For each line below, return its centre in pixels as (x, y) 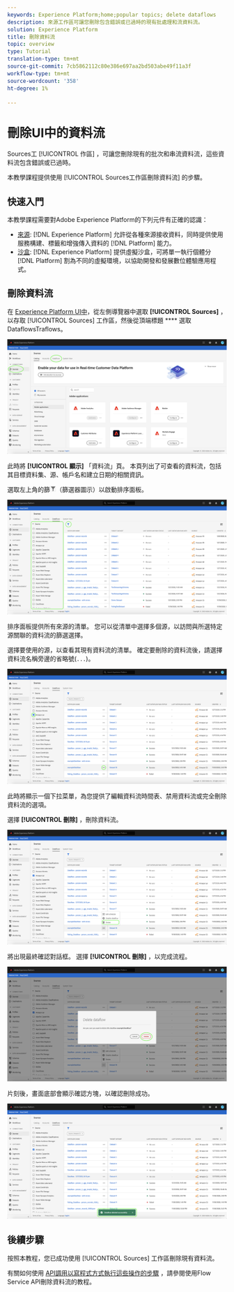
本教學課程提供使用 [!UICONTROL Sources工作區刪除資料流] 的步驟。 (107, 177)
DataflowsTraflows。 (37, 329)
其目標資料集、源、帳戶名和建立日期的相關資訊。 (77, 475)
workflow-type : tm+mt (39, 73)
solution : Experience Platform (53, 29)
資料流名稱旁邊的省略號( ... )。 (51, 659)
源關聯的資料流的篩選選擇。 (47, 636)
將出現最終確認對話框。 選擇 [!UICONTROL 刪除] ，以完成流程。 (99, 956)
